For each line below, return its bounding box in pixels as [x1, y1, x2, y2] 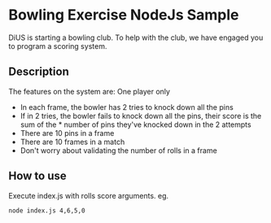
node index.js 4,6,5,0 [8, 206, 85, 215]
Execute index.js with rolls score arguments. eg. [8, 190, 169, 200]
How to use [8, 169, 67, 183]
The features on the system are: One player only [8, 86, 171, 96]
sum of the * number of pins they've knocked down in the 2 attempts [20, 120, 251, 129]
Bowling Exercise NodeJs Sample [8, 6, 239, 24]
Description [8, 65, 69, 79]
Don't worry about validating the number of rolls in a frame [20, 145, 217, 155]
